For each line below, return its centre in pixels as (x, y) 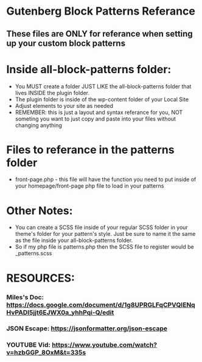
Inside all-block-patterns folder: (89, 69)
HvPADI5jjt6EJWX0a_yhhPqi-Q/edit (60, 312)
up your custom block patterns (66, 43)
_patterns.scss (33, 254)
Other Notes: (40, 211)
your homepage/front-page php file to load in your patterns (89, 186)
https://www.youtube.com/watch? (104, 345)
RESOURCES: (40, 278)
